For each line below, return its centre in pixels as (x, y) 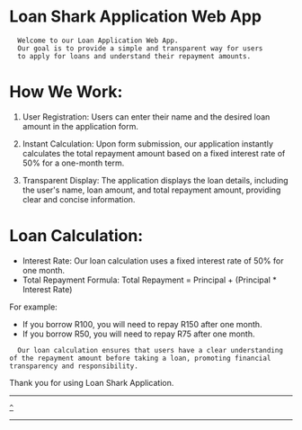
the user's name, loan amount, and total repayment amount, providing (151, 190)
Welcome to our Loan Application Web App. (98, 40)
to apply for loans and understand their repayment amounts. (134, 56)
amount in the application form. (80, 126)
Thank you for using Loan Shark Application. (92, 382)
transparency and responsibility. (74, 366)
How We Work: (66, 92)
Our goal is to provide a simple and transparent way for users (140, 48)
